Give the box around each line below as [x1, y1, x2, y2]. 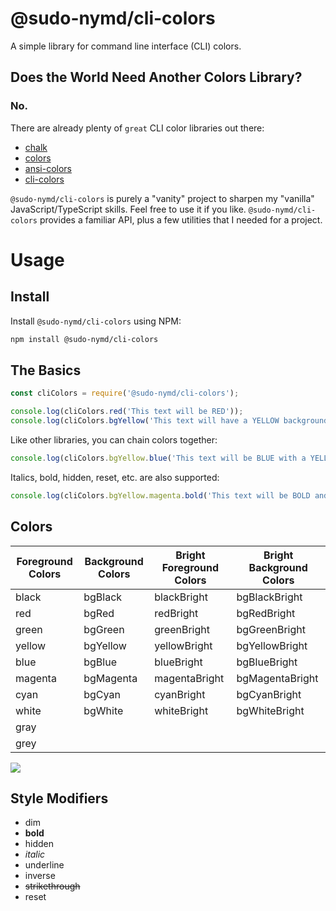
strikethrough [24, 880, 81, 892]
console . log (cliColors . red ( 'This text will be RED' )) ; [10, 407, 244, 417]
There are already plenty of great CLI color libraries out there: [10, 122, 265, 134]
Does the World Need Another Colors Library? [10, 69, 303, 86]
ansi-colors [24, 162, 72, 174]
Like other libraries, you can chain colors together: [10, 433, 218, 446]
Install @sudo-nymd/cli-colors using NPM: [10, 315, 182, 327]
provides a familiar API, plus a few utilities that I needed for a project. [39, 213, 323, 226]
